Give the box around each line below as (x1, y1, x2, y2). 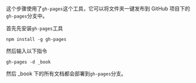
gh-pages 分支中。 (6, 12, 48, 19)
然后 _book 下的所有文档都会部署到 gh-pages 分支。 (6, 70, 127, 77)
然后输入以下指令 (6, 47, 47, 54)
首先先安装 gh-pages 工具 (6, 25, 63, 32)
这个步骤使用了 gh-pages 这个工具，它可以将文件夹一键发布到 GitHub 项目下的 (6, 5, 190, 12)
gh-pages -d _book (6, 59, 51, 65)
